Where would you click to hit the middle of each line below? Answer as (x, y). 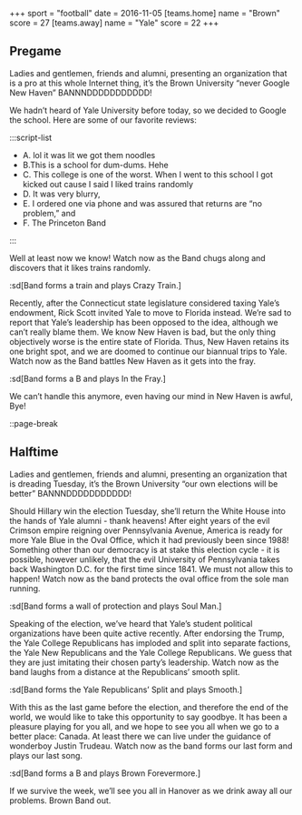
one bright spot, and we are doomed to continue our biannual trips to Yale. (148, 351)
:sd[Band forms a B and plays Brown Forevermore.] (105, 773)
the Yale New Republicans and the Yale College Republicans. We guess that (151, 652)
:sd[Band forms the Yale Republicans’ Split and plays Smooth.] (126, 689)
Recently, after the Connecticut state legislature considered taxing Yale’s (145, 303)
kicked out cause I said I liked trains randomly (107, 184)
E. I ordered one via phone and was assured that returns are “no (142, 203)
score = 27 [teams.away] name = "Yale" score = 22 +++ (114, 23)
